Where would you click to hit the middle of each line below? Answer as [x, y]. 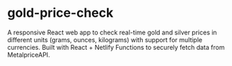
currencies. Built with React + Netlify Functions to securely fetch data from [116, 47]
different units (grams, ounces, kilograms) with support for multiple [105, 39]
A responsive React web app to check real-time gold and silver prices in [112, 32]
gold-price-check [60, 13]
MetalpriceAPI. [29, 55]
